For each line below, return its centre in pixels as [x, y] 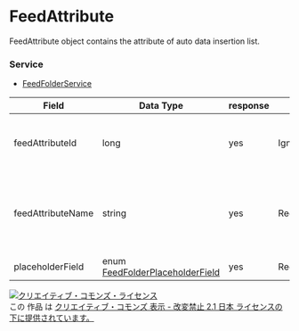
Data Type [162, 106]
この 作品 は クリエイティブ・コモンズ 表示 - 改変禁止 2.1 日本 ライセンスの [146, 307]
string [114, 213]
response [249, 106]
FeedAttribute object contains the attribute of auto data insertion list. [135, 41]
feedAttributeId [45, 143]
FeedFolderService [57, 84]
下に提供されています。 [52, 318]
